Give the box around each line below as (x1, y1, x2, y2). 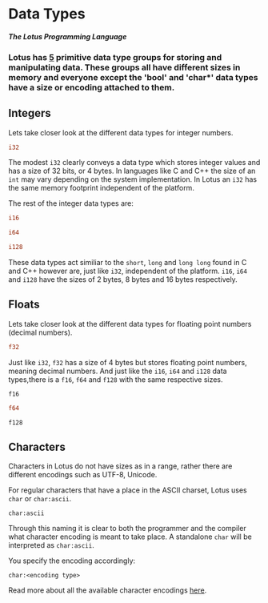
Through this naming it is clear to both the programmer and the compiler (8, 524, 246, 533)
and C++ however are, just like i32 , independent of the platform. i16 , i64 (8, 266, 248, 276)
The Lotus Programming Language (8, 31, 127, 41)
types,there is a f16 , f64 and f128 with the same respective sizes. (8, 374, 223, 384)
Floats (8, 298, 40, 312)
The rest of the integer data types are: (8, 199, 134, 208)
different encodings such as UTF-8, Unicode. (8, 470, 158, 480)
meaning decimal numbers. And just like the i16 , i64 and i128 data (8, 366, 227, 376)
